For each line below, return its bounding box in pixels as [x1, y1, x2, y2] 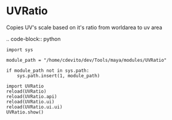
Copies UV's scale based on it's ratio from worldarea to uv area [6, 24, 162, 31]
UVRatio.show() [6, 109, 44, 115]
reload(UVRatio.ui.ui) [6, 104, 63, 110]
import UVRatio [6, 83, 44, 89]
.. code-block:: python [6, 35, 61, 42]
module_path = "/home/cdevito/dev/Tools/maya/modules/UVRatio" [6, 57, 167, 63]
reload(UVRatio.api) [6, 93, 58, 99]
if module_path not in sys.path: [6, 67, 90, 74]
